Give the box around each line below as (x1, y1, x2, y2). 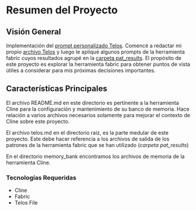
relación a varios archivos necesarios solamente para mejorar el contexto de (6, 111, 191, 118)
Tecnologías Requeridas (6, 173, 77, 181)
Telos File (14, 199, 38, 206)
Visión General (6, 27, 61, 37)
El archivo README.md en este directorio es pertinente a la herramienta (6, 99, 180, 106)
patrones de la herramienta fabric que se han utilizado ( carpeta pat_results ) (6, 141, 189, 149)
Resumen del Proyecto (6, 3, 118, 17)
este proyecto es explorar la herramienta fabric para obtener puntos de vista (6, 61, 190, 68)
